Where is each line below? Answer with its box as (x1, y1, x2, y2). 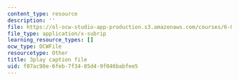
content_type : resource (7, 10, 78, 18)
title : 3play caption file (7, 56, 87, 63)
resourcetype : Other (7, 50, 69, 57)
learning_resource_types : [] (7, 37, 94, 44)
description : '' (7, 17, 55, 24)
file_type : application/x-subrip (7, 30, 107, 37)
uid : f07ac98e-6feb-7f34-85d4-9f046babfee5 (7, 63, 139, 70)
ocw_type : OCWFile (7, 43, 62, 50)
